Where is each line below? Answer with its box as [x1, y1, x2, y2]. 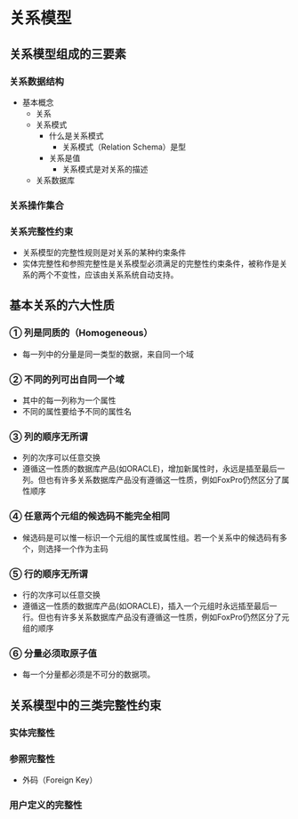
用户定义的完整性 [9, 799, 83, 811]
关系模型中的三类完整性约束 [9, 697, 162, 712]
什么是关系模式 [48, 130, 104, 141]
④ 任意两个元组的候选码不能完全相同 [9, 510, 171, 523]
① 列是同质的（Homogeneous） [9, 326, 153, 339]
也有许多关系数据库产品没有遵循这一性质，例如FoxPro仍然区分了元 [45, 611, 290, 622]
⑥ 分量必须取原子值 [9, 646, 98, 659]
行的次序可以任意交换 [21, 589, 101, 600]
